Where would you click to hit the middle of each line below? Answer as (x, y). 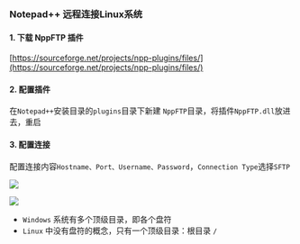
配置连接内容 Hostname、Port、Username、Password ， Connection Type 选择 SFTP (150, 166)
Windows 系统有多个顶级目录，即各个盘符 (97, 219)
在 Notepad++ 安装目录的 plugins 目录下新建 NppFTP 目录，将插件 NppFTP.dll (142, 111)
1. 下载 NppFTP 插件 (46, 37)
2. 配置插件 (30, 89)
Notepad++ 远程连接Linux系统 (76, 14)
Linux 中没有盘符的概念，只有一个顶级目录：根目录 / (120, 230)
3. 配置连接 (30, 144)
